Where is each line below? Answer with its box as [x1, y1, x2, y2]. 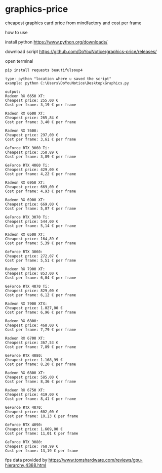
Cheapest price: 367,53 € [5, 340, 58, 345]
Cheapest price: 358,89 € [5, 150, 58, 155]
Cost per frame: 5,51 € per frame [5, 258, 77, 263]
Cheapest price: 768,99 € [5, 444, 58, 449]
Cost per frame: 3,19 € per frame [5, 102, 77, 107]
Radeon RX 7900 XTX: [5, 301, 48, 306]
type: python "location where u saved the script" [5, 76, 112, 81]
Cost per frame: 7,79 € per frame [5, 327, 77, 332]
